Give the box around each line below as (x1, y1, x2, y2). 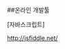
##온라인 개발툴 (7, 6, 50, 14)
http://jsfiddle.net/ (7, 34, 58, 42)
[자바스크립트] (7, 20, 45, 29)
